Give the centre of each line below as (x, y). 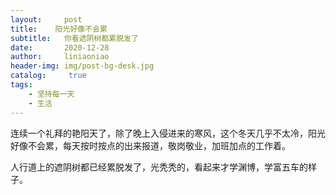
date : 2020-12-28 (60, 47)
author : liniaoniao (60, 57)
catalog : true (48, 76)
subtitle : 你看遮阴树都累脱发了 (74, 38)
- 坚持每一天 (51, 94)
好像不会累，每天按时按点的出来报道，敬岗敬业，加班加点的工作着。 (150, 145)
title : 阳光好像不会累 (59, 29)
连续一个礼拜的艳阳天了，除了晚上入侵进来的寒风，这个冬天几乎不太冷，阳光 (168, 133)
